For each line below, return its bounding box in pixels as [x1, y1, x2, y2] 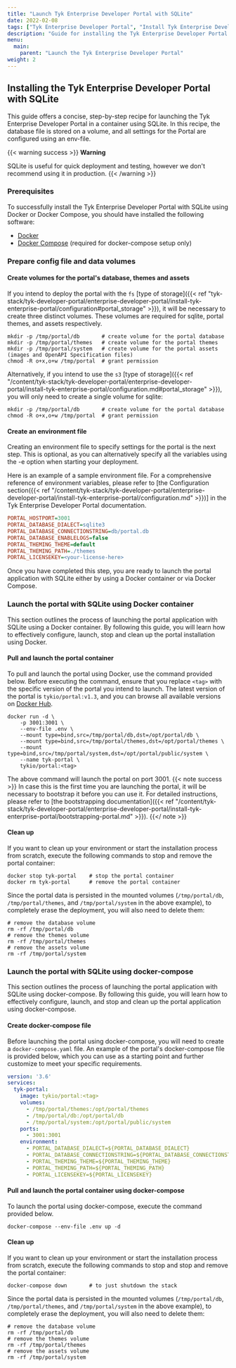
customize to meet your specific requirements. [7, 1059, 143, 1067]
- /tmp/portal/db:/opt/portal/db [25, 1112, 124, 1119]
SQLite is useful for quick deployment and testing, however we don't [7, 161, 206, 170]
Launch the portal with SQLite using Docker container [7, 599, 195, 609]
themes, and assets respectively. [7, 319, 103, 327]
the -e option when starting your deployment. [7, 458, 139, 466]
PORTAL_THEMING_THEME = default [7, 541, 96, 548]
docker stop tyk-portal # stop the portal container [7, 872, 174, 880]
